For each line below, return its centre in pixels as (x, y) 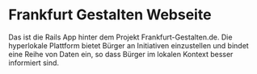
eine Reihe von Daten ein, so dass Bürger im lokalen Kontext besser (121, 54)
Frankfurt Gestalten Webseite (110, 15)
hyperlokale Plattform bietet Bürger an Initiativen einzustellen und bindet (128, 45)
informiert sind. (34, 63)
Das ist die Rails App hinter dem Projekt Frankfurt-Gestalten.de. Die (120, 37)
